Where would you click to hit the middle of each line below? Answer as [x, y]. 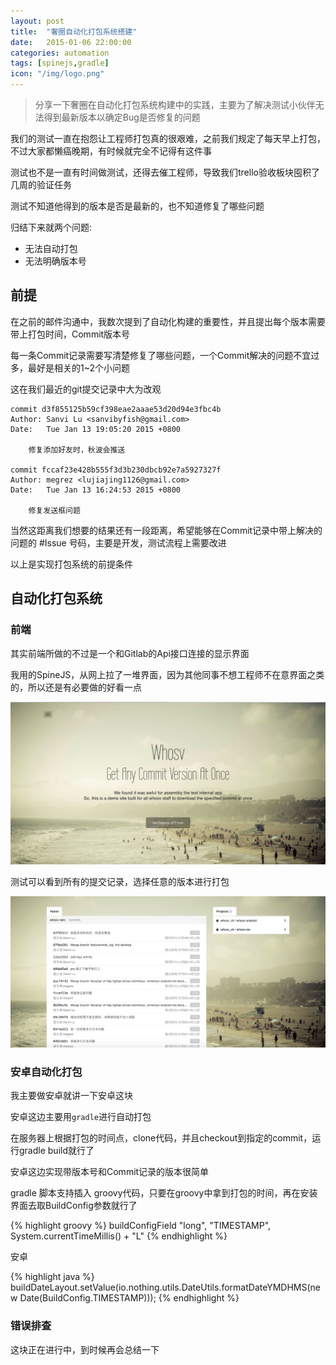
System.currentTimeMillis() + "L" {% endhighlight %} [119, 1236]
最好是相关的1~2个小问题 [79, 367]
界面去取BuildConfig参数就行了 [74, 1206]
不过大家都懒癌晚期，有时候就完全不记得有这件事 [111, 151]
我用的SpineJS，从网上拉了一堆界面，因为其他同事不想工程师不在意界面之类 [167, 674]
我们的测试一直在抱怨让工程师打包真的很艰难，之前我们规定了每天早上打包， [168, 138]
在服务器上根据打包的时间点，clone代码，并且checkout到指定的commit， [161, 1138]
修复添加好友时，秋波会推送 [77, 450]
